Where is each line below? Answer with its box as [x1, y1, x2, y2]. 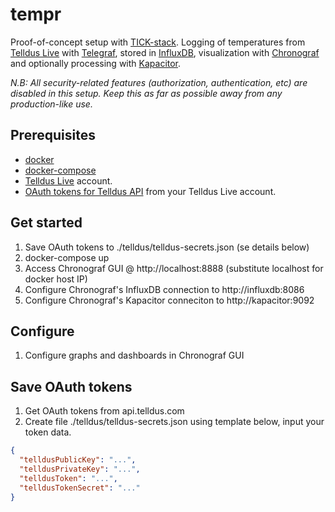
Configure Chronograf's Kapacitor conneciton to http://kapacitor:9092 [24, 294, 315, 306]
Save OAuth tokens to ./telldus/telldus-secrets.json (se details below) [24, 241, 310, 253]
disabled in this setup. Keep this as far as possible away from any [10, 87, 283, 99]
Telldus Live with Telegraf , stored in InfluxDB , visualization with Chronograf [10, 46, 320, 58]
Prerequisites [10, 127, 96, 144]
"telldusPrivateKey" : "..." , [19, 464, 141, 474]
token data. [24, 426, 72, 438]
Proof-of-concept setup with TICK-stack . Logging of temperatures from [10, 36, 306, 48]
